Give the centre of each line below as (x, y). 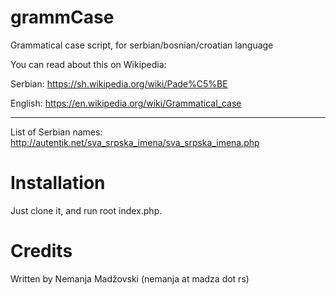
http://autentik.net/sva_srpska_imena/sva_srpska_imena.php (135, 142)
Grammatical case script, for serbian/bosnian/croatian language (142, 45)
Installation (58, 183)
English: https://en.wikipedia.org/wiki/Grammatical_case (126, 103)
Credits (41, 251)
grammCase (62, 17)
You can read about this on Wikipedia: (88, 64)
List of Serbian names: (56, 132)
